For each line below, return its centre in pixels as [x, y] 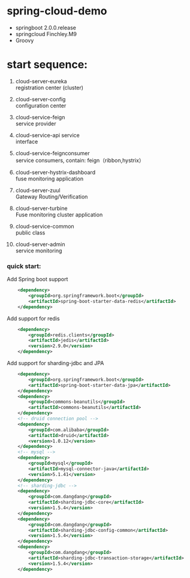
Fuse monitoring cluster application [59, 215]
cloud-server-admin [40, 244]
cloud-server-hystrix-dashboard [55, 172]
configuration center [41, 106]
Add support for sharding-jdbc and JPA [55, 363]
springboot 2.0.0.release [46, 28]
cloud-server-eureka [41, 81]
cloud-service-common [45, 226]
